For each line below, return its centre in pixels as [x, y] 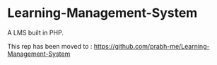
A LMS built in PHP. [35, 32]
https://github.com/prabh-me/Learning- [152, 46]
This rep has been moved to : [50, 46]
